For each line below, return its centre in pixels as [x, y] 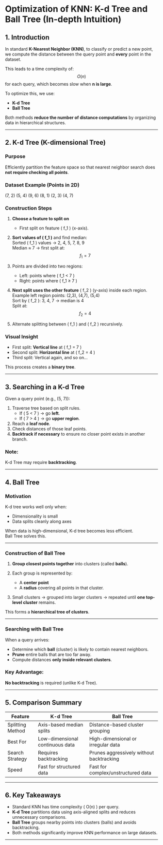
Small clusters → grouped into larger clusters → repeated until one [79, 597]
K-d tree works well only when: [36, 507]
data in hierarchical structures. [36, 123]
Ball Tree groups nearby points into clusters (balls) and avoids [74, 823]
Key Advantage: [24, 672]
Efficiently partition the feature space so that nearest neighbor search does [80, 167]
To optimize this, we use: [30, 93]
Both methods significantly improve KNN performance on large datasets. [85, 833]
